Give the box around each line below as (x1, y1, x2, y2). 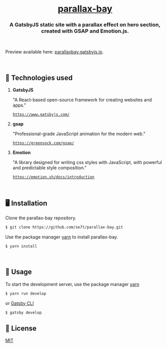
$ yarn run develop (5, 291, 47, 296)
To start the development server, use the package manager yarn (5, 281, 140, 287)
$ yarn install (5, 243, 37, 249)
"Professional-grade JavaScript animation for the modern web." (12, 131, 146, 137)
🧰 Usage (5, 268, 32, 276)
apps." (12, 102, 26, 108)
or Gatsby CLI (5, 300, 34, 306)
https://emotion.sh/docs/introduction (12, 175, 95, 180)
